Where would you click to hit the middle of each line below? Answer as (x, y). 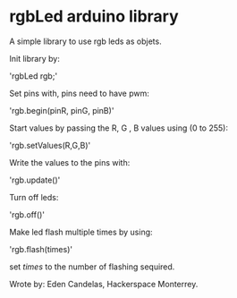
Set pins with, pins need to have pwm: (80, 93)
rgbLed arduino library (94, 17)
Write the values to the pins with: (70, 162)
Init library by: (34, 58)
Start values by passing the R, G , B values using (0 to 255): (118, 128)
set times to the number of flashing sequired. (92, 267)
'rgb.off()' (27, 214)
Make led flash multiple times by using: (81, 232)
